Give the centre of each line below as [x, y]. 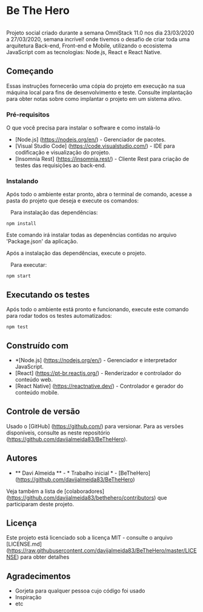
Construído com [37, 346]
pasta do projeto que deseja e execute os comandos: [73, 201]
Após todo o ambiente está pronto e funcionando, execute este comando [98, 309]
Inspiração [28, 597]
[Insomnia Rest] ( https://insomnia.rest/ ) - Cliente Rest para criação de [102, 159]
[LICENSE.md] [24, 544]
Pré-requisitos [28, 114]
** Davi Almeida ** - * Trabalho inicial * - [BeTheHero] [82, 473]
